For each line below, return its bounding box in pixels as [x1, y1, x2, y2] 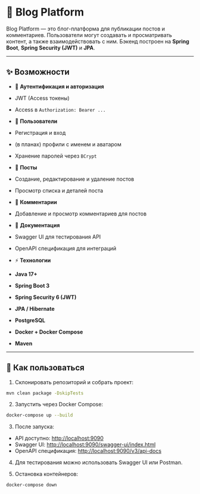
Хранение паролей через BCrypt [14, 152, 97, 159]
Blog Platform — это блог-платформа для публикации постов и [6, 25, 165, 32]
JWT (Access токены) [14, 94, 70, 101]
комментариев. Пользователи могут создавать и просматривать [6, 31, 173, 38]
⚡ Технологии [14, 257, 51, 264]
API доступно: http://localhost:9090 [14, 435, 104, 442]
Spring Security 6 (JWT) [14, 294, 77, 301]
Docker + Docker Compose [14, 328, 83, 335]
